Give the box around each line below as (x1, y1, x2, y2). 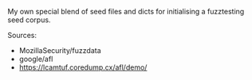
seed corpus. (7, 15, 51, 25)
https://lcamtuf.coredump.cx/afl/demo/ (18, 63, 148, 72)
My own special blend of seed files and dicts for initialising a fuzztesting (7, 7, 245, 16)
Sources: (7, 31, 37, 40)
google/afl (18, 55, 53, 63)
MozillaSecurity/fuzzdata (18, 46, 101, 55)
